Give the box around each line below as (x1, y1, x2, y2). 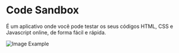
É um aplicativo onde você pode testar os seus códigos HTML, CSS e (6, 23, 174, 30)
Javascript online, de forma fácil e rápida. (6, 29, 106, 36)
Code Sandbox (6, 3, 80, 17)
